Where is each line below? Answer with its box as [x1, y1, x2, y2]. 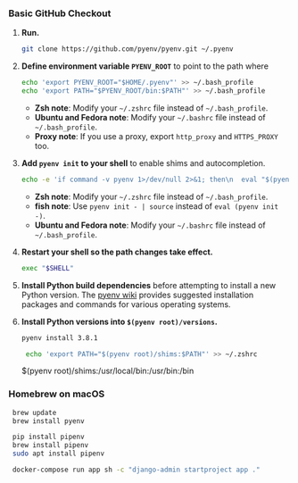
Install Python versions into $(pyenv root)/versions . [21, 316, 218, 327]
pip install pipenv [12, 432, 86, 442]
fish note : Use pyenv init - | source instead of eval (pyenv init [34, 200, 278, 212]
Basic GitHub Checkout [8, 7, 112, 20]
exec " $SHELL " [21, 263, 74, 272]
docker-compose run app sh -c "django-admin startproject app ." [12, 465, 261, 475]
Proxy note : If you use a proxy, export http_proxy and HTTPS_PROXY [34, 130, 278, 141]
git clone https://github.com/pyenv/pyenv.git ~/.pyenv [21, 45, 234, 54]
